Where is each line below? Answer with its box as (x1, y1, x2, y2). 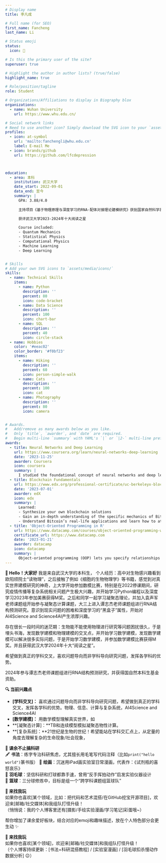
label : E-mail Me (14, 144, 50, 149)
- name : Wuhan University (9, 107, 63, 112)
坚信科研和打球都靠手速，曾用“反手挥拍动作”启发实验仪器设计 (26, 771, 152, 777)
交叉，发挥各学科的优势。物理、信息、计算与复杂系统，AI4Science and (12, 704, 157, 710)
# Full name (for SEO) (5, 21, 52, 26)
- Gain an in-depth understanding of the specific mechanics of (18, 514, 154, 519)
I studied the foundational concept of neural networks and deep (18, 473, 156, 478)
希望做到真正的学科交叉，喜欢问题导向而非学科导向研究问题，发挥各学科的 (5, 652, 157, 659)
